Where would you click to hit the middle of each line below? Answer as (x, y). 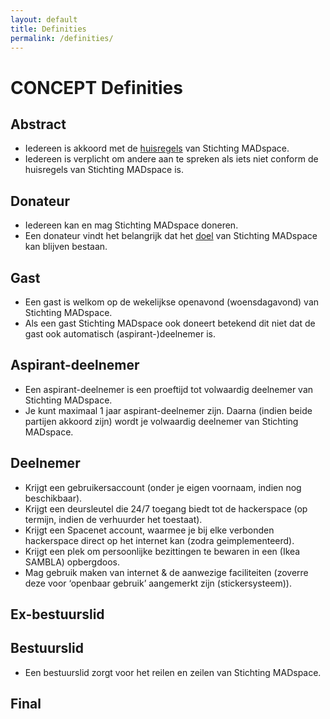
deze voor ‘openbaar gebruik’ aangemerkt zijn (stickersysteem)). (158, 583)
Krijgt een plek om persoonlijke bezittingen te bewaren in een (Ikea (162, 551)
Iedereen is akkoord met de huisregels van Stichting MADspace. (157, 148)
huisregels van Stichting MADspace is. (104, 170)
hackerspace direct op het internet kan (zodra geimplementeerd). (159, 540)
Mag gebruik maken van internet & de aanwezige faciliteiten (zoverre (166, 572)
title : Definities (48, 29)
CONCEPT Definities (96, 87)
